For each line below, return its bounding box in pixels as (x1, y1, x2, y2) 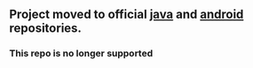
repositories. (9, 21, 83, 36)
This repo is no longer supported (9, 48, 154, 60)
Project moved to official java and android (9, 7, 244, 22)
